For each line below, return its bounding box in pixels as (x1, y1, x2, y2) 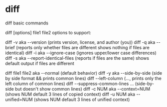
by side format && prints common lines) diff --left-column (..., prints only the (5, 75, 162, 81)
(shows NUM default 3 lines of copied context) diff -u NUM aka (5, 91, 136, 97)
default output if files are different (5, 60, 75, 66)
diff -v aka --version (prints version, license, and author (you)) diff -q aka (5, 39, 156, 45)
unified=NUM (5, 96, 33, 103)
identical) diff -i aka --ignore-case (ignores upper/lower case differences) (5, 50, 157, 56)
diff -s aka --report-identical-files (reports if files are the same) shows (5, 55, 150, 61)
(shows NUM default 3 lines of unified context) (34, 96, 130, 103)
